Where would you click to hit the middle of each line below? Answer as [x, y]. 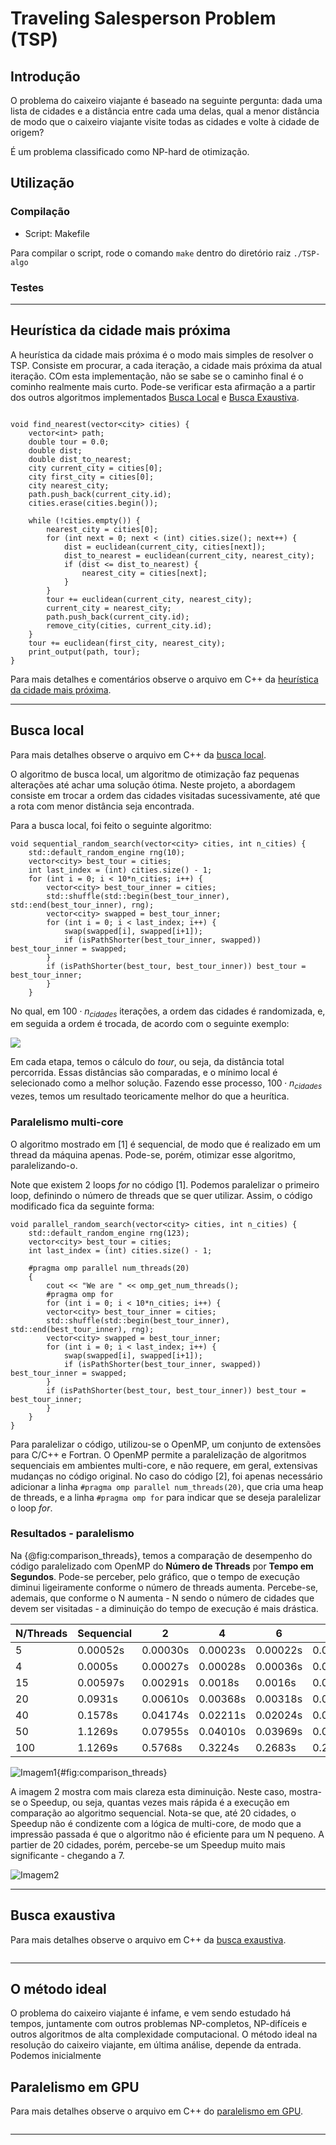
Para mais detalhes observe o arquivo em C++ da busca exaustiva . [148, 1939]
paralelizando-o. [44, 1165]
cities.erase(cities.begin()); [93, 503]
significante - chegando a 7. [67, 1855]
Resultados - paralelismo [72, 1534]
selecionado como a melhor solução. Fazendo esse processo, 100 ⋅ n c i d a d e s [166, 1084]
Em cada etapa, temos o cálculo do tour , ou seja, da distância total [147, 1062]
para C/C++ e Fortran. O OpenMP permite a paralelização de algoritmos [158, 1454]
